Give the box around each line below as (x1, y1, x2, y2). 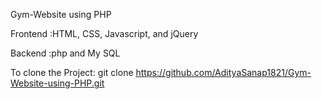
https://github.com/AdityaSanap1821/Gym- (135, 67, 312, 78)
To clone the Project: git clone (10, 67, 134, 78)
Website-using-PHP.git (10, 77, 105, 89)
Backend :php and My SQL (10, 47, 121, 59)
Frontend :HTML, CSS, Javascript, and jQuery (10, 28, 199, 39)
